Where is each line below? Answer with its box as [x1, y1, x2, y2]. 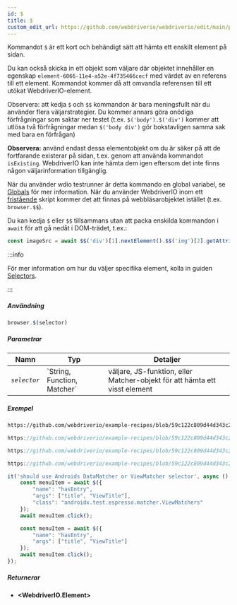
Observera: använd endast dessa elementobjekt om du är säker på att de [7, 144, 221, 153]
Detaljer [153, 355, 181, 365]
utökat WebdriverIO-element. [7, 86, 92, 95]
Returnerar [7, 573, 40, 582]
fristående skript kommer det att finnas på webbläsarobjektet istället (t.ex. [7, 195, 222, 204]
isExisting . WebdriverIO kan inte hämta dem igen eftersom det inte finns [7, 159, 220, 168]
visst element [108, 384, 153, 394]
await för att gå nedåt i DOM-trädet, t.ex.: [7, 224, 128, 233]
